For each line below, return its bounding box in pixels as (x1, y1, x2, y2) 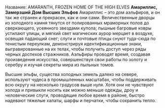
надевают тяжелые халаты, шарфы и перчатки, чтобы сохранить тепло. (5, 98, 157, 103)
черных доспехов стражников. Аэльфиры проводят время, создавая (5, 51, 151, 57)
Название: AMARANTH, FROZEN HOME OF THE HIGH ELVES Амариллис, (5, 4, 158, 10)
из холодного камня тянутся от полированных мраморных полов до (5, 20, 149, 26)
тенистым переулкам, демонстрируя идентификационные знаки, (5, 41, 142, 46)
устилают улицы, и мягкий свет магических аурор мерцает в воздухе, (5, 31, 154, 36)
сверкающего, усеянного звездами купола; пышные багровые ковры (5, 25, 152, 31)
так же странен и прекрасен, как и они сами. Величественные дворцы (5, 15, 155, 20)
